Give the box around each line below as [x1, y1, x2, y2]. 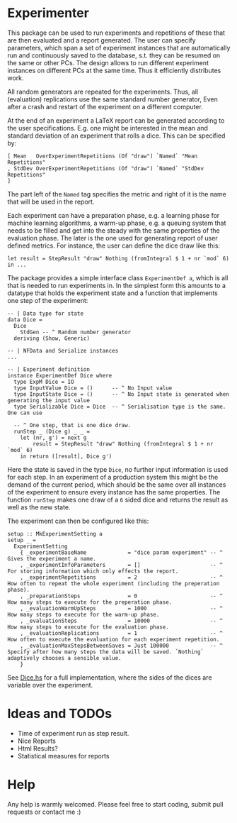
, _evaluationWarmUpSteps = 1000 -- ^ [20, 604, 223, 612]
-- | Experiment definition [7, 365, 91, 373]
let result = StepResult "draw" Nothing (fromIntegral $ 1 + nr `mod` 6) [7, 255, 230, 262]
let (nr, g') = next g [20, 434, 87, 441]
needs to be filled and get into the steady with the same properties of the [7, 226, 221, 235]
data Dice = [7, 316, 42, 324]
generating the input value [7, 397, 91, 404]
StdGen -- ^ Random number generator [20, 328, 132, 336]
